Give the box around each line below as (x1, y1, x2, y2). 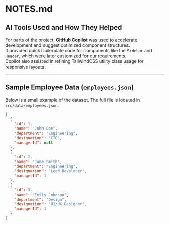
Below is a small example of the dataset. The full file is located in (5, 97, 140, 103)
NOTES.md (5, 3, 53, 15)
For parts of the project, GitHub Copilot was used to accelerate (5, 37, 138, 43)
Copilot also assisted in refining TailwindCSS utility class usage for (5, 58, 144, 64)
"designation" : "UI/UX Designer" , (14, 202, 87, 207)
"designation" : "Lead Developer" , (14, 169, 87, 174)
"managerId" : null (14, 140, 53, 145)
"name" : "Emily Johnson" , (14, 192, 69, 197)
